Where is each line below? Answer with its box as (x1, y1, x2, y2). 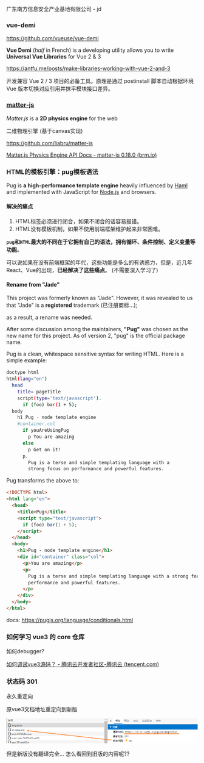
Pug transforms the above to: (6, 477, 80, 484)
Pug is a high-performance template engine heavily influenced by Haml (6, 182, 188, 189)
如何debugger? (6, 648, 44, 655)
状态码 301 (6, 678, 38, 686)
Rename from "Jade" (6, 281, 60, 288)
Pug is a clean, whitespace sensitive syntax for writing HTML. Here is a (6, 350, 184, 358)
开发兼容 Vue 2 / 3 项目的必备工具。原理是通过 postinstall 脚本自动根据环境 (6, 77, 194, 85)
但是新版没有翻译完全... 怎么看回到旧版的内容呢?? (6, 750, 130, 758)
